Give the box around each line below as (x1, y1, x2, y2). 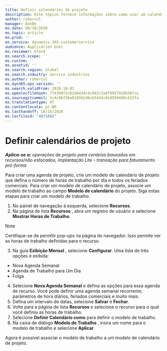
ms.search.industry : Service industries (5, 72, 90, 77)
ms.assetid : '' (5, 63, 37, 68)
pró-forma (5, 162, 27, 168)
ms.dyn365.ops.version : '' (5, 81, 61, 86)
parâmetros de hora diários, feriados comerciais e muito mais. (12, 293, 140, 299)
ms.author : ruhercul (5, 77, 48, 82)
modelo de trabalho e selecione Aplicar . (12, 325, 95, 331)
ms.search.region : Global (5, 68, 59, 73)
